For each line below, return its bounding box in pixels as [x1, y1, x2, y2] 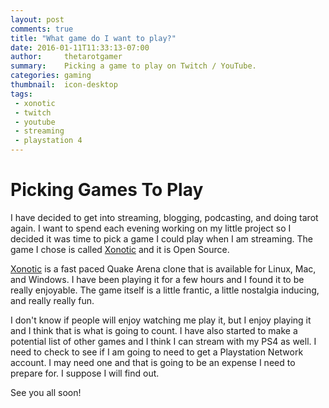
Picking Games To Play [10, 179, 204, 201]
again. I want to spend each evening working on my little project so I [10, 222, 292, 234]
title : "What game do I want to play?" [10, 33, 177, 43]
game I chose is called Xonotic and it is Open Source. [10, 243, 230, 255]
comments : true [10, 24, 74, 34]
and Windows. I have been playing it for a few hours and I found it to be [10, 273, 305, 285]
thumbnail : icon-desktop [10, 80, 118, 90]
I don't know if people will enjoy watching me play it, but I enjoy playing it [10, 314, 312, 326]
